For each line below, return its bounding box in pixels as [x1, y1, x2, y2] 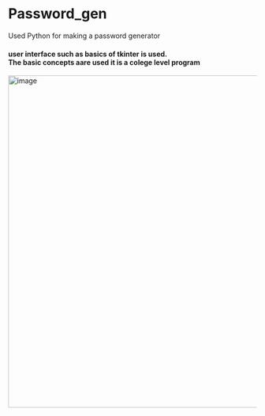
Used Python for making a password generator [8, 31, 161, 40]
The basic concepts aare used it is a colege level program [8, 57, 201, 67]
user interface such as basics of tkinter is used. [8, 49, 168, 59]
